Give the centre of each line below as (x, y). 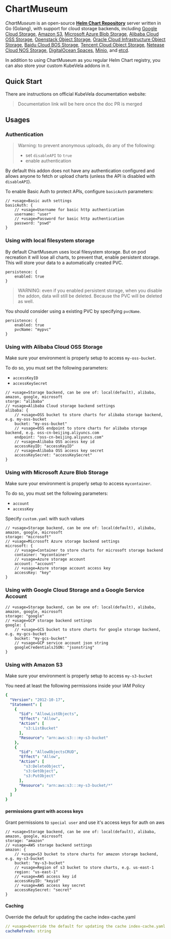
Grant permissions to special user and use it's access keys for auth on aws (85, 822)
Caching (15, 906)
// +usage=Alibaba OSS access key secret (59, 451)
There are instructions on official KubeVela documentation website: (76, 94)
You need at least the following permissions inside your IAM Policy (75, 685)
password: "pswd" (33, 223)
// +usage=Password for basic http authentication (69, 219)
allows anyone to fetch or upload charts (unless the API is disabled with (80, 176)
